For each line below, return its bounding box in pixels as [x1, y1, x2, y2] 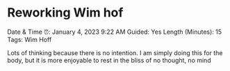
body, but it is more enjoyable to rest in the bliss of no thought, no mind [7, 56, 211, 64]
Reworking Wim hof [7, 5, 124, 21]
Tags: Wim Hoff [7, 35, 52, 43]
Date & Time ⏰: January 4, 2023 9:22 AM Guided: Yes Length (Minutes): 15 [7, 28, 222, 36]
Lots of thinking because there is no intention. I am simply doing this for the [7, 48, 223, 57]
